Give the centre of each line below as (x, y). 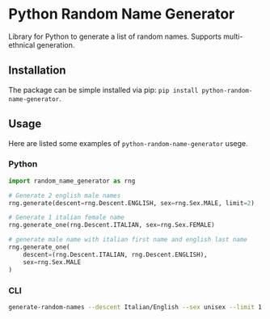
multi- (233, 36)
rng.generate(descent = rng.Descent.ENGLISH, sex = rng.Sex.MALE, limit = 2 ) (131, 203)
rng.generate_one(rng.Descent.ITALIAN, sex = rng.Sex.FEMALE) (112, 225)
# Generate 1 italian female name (67, 218)
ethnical (22, 44)
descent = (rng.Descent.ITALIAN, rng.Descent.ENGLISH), (115, 254)
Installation (37, 71)
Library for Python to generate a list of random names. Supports (115, 36)
